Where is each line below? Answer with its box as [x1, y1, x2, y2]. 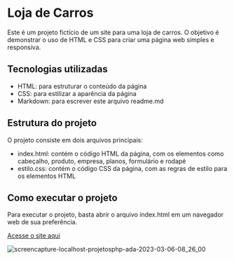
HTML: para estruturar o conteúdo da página [17, 82, 147, 90]
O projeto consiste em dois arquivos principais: [7, 135, 144, 144]
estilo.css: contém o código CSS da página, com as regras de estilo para [17, 164, 228, 172]
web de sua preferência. [7, 218, 78, 226]
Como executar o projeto [7, 191, 118, 204]
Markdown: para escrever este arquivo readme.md [17, 97, 164, 105]
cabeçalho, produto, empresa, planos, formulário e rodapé [17, 156, 186, 165]
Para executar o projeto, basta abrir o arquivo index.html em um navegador [7, 210, 224, 219]
